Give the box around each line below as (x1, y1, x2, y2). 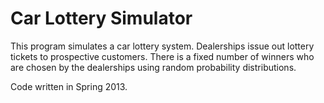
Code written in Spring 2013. (10, 80, 128, 92)
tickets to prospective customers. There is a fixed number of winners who (10, 50, 315, 62)
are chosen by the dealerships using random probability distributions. (10, 61, 297, 73)
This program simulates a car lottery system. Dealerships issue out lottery (10, 40, 315, 52)
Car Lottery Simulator (10, 7, 193, 30)
